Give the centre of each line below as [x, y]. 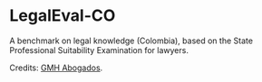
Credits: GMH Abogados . [56, 68]
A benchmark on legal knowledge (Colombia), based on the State [131, 41]
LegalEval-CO [63, 16]
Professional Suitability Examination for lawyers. [99, 50]
